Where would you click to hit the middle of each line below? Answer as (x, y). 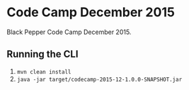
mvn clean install (44, 72)
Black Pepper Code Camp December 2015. (69, 32)
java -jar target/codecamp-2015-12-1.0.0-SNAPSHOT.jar (99, 79)
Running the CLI (42, 54)
